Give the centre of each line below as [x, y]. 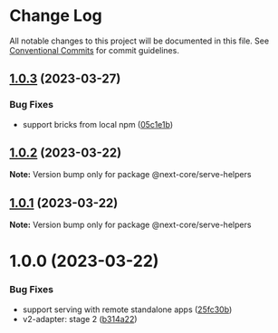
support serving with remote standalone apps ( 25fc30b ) [127, 309]
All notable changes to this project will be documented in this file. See [139, 41]
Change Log [56, 16]
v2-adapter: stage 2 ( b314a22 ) [80, 319]
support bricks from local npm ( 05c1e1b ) [98, 124]
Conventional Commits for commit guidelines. [94, 50]
